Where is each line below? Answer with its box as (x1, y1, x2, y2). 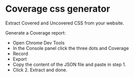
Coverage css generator (5, 3, 110, 15)
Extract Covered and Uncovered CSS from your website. (5, 20, 124, 26)
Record (12, 50, 28, 57)
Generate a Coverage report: (5, 30, 66, 36)
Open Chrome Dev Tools (12, 39, 65, 46)
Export (12, 56, 27, 62)
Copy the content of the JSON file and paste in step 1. (12, 61, 126, 67)
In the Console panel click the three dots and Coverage (12, 45, 129, 51)
